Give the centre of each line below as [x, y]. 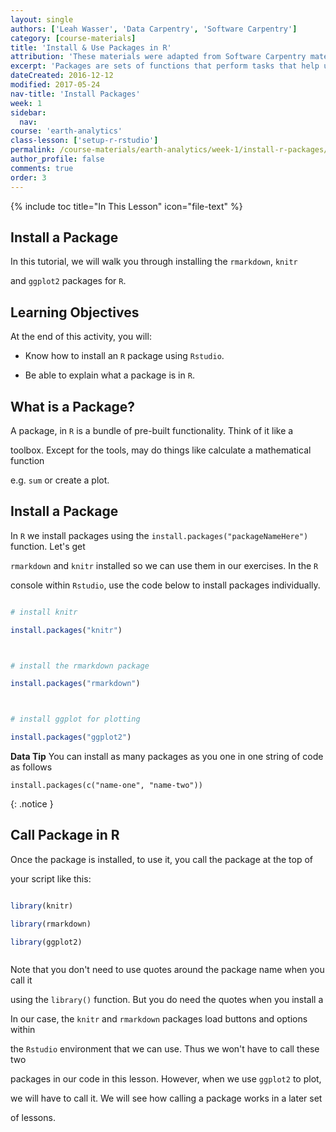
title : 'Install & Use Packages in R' [91, 47]
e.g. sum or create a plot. [60, 480]
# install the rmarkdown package [80, 666]
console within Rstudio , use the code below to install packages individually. [165, 585]
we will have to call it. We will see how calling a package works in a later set [166, 1098]
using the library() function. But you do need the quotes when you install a [167, 1000]
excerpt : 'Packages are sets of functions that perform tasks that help [165, 66]
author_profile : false [57, 159]
